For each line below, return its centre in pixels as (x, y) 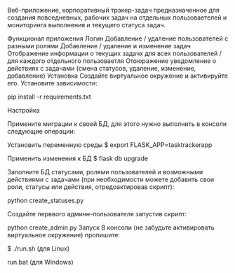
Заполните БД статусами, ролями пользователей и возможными (105, 172)
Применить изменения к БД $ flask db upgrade (78, 158)
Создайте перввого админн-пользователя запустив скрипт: (97, 214)
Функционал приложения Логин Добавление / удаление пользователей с (118, 38)
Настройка (23, 110)
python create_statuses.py (46, 200)
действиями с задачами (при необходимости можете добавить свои (111, 179)
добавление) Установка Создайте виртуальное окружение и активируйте (117, 76)
